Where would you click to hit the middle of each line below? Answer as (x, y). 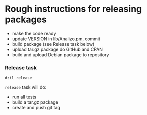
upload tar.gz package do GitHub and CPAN (58, 49)
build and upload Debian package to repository (61, 55)
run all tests (24, 97)
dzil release (19, 78)
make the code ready (34, 33)
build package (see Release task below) (53, 44)
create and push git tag (36, 108)
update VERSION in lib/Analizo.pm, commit (56, 39)
